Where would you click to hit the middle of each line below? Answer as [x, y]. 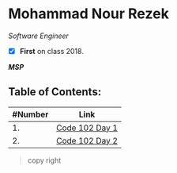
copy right [44, 160]
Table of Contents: [55, 92]
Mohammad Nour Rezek [89, 14]
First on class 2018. [52, 51]
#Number [30, 114]
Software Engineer [39, 36]
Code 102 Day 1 [87, 128]
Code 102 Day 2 [87, 140]
